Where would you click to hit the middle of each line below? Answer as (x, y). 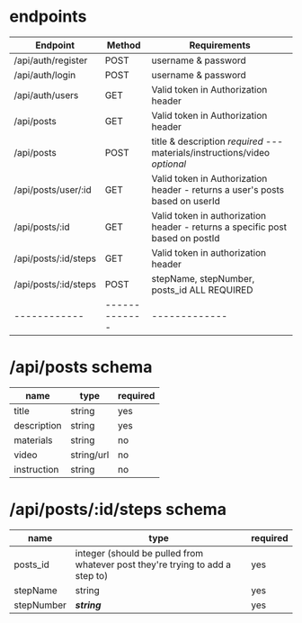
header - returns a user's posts (218, 189)
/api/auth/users (46, 95)
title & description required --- (217, 141)
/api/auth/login (45, 75)
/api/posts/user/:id (53, 189)
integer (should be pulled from (139, 553)
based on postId (186, 238)
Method (124, 45)
